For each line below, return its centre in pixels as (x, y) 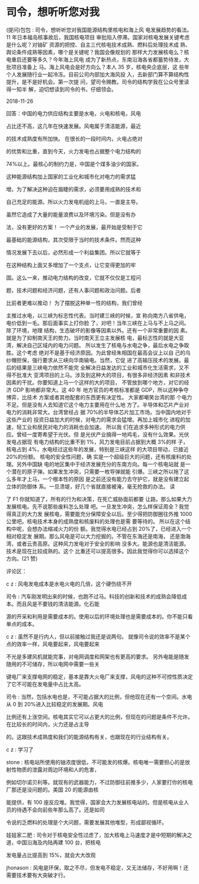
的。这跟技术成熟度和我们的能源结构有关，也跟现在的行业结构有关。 (89, 737)
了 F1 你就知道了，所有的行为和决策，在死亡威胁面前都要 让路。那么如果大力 (99, 499)
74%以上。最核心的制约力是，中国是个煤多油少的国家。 (74, 163)
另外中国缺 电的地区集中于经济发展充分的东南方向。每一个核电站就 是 (101, 464)
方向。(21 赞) (22, 558)
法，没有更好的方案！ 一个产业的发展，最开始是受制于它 (74, 227)
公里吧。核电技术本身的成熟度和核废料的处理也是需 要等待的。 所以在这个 (96, 521)
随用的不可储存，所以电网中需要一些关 (53, 664)
